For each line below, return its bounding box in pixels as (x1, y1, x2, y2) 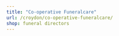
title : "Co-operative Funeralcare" (6, 9, 97, 15)
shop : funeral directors (6, 20, 70, 26)
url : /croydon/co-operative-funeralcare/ (6, 15, 114, 21)
